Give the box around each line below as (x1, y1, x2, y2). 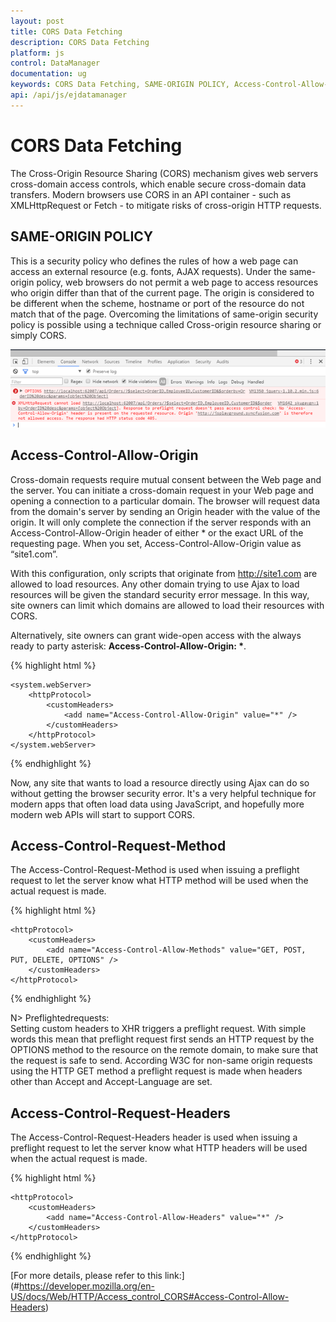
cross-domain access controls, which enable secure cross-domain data (10, 178, 307, 190)
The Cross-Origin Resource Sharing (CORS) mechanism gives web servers (10, 167, 319, 179)
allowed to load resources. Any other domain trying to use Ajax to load (10, 578, 300, 590)
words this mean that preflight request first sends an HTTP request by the (10, 1033, 315, 1045)
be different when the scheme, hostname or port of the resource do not (10, 297, 305, 309)
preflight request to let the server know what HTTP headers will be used (10, 1142, 308, 1154)
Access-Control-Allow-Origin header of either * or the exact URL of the (10, 526, 304, 539)
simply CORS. (10, 329, 67, 341)
